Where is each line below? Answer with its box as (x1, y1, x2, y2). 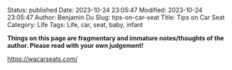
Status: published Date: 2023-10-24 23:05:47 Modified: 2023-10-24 (7, 6, 203, 14)
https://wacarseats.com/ (7, 55, 78, 63)
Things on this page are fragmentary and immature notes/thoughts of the (7, 34, 224, 42)
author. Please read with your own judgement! (7, 42, 144, 49)
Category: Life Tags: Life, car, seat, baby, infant (7, 21, 144, 28)
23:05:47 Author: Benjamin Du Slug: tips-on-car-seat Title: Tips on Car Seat (7, 13, 225, 21)
